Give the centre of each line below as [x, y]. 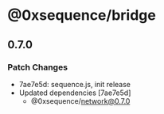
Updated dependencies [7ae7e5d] [75, 93]
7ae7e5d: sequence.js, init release [74, 84]
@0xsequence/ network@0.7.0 [80, 101]
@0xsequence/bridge [82, 15]
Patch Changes [38, 67]
